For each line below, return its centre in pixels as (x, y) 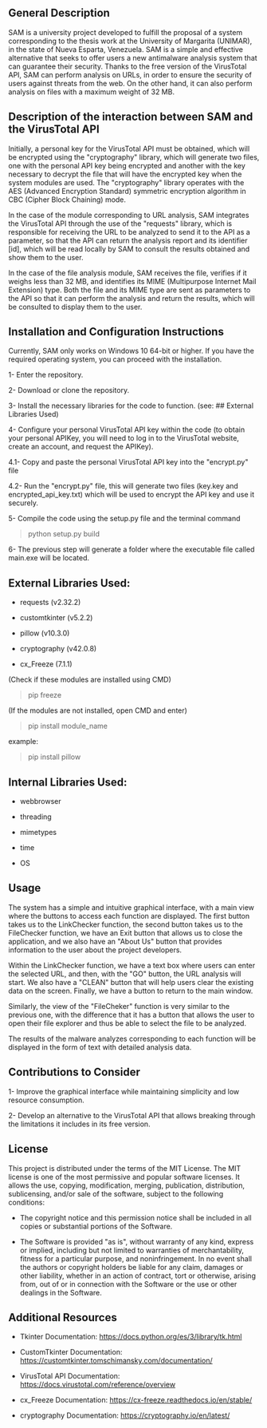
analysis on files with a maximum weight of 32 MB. (92, 92)
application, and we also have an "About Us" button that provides (115, 941)
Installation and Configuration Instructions (116, 332)
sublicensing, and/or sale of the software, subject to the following (116, 1193)
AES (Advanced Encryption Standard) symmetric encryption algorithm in (127, 191)
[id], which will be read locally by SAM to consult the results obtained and (129, 249)
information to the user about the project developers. (95, 950)
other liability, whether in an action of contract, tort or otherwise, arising (138, 1276)
